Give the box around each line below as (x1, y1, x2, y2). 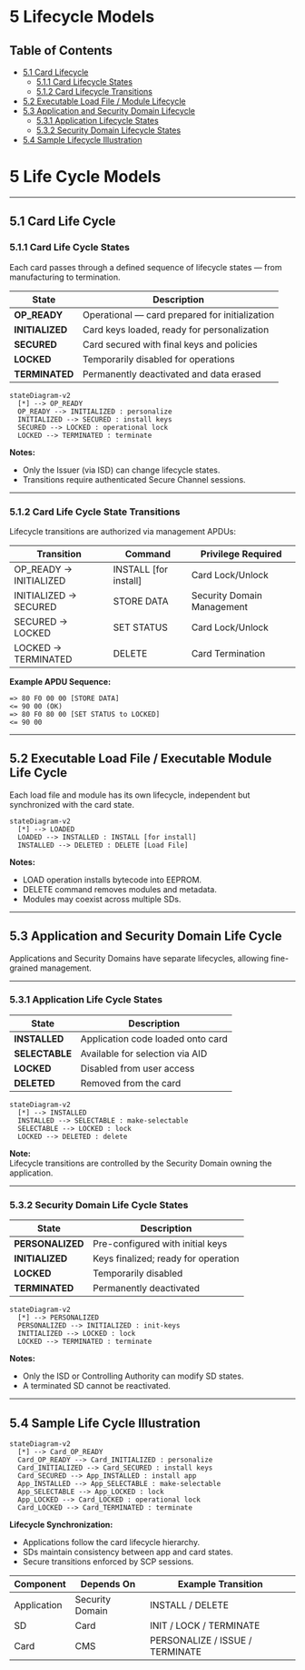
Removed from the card (80, 1076, 182, 1089)
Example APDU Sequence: (9, 676, 112, 687)
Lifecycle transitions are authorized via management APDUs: (9, 525, 236, 536)
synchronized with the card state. (9, 799, 134, 810)
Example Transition (177, 1577, 263, 1590)
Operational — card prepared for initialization (82, 308, 275, 321)
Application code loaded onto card (80, 1032, 229, 1044)
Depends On (80, 1577, 136, 1590)
